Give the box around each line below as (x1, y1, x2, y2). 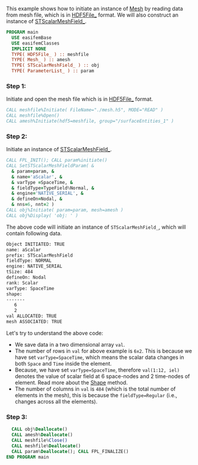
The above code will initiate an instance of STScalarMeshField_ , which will (6, 223, 186, 230)
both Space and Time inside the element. (14, 360, 112, 367)
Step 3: (6, 413, 28, 421)
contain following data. (6, 229, 62, 237)
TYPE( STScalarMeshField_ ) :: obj (11, 63, 100, 68)
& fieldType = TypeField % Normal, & (11, 185, 95, 191)
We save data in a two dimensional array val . (14, 341, 125, 348)
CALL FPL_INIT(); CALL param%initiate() (6, 157, 108, 163)
